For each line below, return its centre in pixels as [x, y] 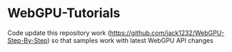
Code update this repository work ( [59, 33]
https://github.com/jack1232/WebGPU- [167, 33]
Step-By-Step [27, 40]
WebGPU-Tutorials [64, 13]
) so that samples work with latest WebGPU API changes [131, 40]
